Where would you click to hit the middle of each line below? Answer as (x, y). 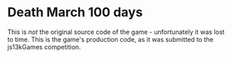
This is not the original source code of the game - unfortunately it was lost (116, 32)
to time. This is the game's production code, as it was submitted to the (110, 39)
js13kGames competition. (44, 47)
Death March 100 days (75, 12)
